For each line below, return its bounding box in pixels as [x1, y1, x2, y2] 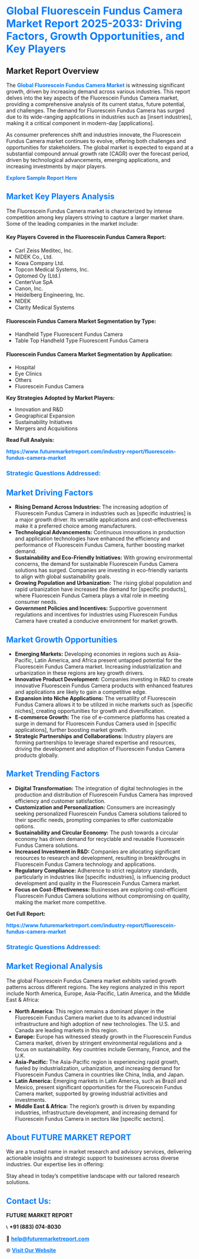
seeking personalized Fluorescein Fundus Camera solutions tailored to [14, 810, 187, 817]
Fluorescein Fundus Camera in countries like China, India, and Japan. [14, 1071, 185, 1078]
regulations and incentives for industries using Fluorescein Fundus [14, 611, 178, 618]
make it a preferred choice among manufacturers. [14, 522, 137, 529]
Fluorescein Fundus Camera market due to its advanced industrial [14, 1014, 176, 1021]
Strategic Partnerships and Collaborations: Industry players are [14, 733, 173, 740]
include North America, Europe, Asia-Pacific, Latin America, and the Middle [6, 990, 191, 997]
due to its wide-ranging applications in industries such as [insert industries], [6, 113, 192, 120]
